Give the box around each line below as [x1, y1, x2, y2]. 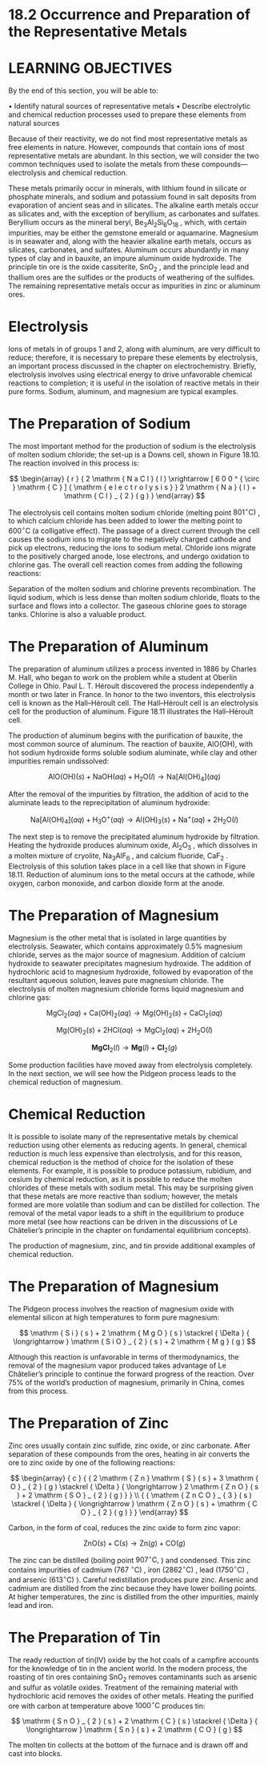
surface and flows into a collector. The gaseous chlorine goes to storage [8, 601, 247, 610]
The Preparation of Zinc [8, 1414, 170, 1433]
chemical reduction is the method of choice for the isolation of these [8, 1157, 234, 1167]
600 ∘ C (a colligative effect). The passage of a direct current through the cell [8, 525, 260, 535]
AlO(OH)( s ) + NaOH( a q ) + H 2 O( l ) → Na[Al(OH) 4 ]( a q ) [47, 772, 222, 783]
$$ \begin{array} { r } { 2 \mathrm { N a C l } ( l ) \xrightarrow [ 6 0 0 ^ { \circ [9, 473, 260, 483]
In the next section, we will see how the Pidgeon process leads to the [8, 1069, 237, 1078]
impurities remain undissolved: [8, 756, 110, 766]
